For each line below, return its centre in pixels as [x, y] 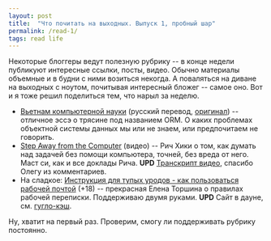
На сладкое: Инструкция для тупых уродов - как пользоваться [129, 180]
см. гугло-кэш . [46, 206]
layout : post [30, 16]
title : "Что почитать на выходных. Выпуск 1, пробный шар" [112, 23]
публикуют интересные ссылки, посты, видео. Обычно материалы [124, 70]
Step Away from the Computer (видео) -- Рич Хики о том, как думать [138, 146]
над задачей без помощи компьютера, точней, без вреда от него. [134, 154]
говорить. [37, 137]
